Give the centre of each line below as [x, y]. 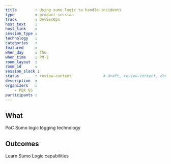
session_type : [21, 34]
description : [21, 81]
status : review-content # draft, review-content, [82, 76]
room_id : [21, 67]
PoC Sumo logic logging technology [43, 128]
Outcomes [22, 143]
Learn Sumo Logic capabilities [37, 156]
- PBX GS [24, 90]
